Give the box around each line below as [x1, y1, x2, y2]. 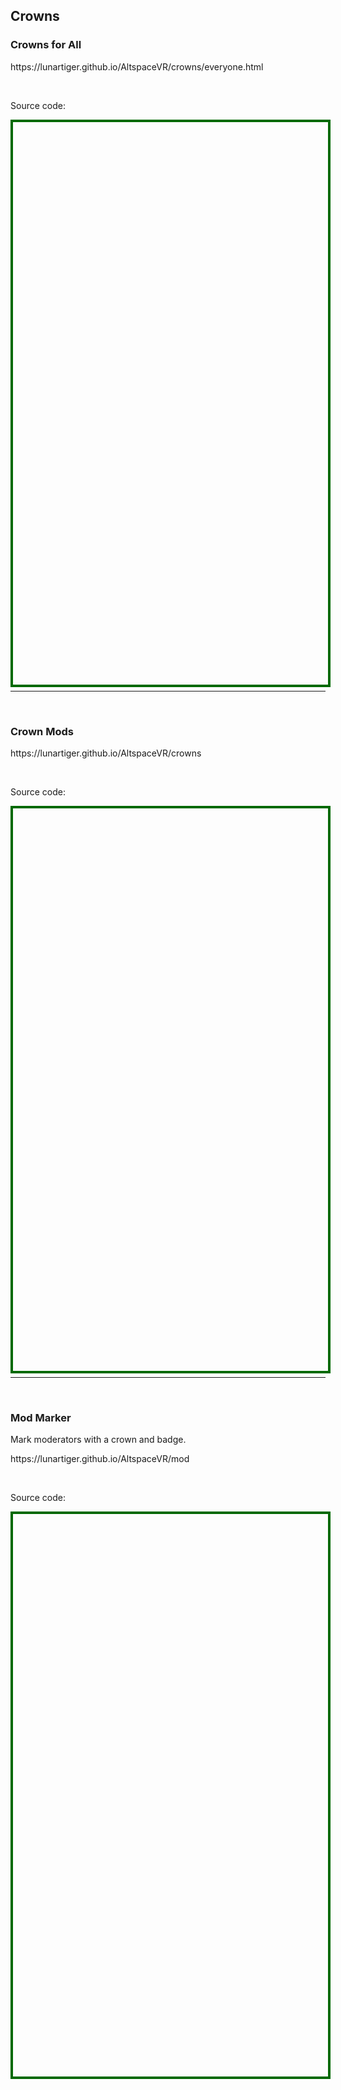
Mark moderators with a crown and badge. [10, 1434, 187, 1446]
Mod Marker [10, 1410, 72, 1424]
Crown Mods [10, 724, 74, 738]
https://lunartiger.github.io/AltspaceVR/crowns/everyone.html [10, 60, 264, 73]
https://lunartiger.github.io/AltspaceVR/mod [10, 1453, 190, 1465]
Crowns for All [10, 38, 82, 52]
